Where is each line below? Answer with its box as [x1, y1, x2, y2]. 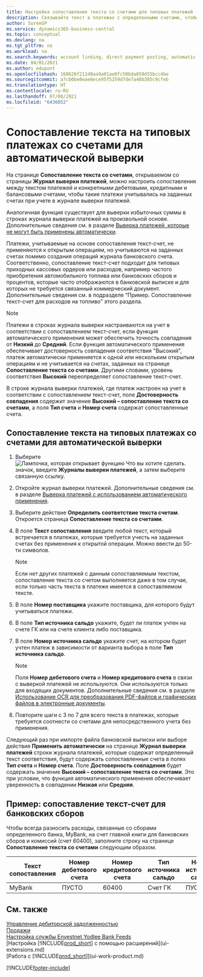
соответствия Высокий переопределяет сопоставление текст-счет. [6, 372, 182, 380]
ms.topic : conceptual [6, 32, 61, 38]
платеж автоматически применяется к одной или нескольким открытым [6, 353, 195, 361]
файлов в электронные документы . [14, 700, 107, 707]
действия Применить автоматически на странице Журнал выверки [6, 742, 186, 750]
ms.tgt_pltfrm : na [6, 43, 53, 49]
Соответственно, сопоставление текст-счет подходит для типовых [6, 259, 180, 266]
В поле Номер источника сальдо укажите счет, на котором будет [14, 637, 187, 645]
